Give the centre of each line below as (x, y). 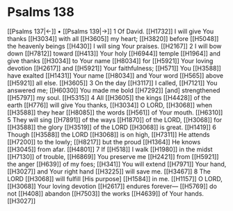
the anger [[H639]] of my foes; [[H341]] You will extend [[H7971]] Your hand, (117, 164)
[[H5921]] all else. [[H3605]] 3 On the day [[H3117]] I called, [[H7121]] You (112, 83)
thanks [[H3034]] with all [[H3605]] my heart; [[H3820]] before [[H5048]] (113, 38)
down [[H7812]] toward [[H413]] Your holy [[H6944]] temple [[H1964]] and (114, 53)
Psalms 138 (41, 12)
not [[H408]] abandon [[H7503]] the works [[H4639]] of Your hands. (105, 193)
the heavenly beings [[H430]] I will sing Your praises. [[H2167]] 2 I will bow (114, 46)
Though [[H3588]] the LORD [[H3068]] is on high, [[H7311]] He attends (109, 134)
